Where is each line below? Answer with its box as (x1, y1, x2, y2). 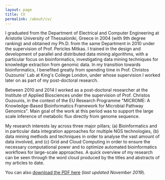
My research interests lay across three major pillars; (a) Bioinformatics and (5, 123, 158, 129)
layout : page (5, 7, 32, 12)
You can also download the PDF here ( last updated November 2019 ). (5, 170, 146, 176)
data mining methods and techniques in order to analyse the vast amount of (5, 133, 160, 139)
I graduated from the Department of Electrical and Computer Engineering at (5, 30, 160, 36)
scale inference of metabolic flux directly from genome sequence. (5, 114, 140, 120)
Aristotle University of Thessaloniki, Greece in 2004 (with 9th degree (5, 35, 146, 41)
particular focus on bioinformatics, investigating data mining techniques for (5, 57, 159, 62)
